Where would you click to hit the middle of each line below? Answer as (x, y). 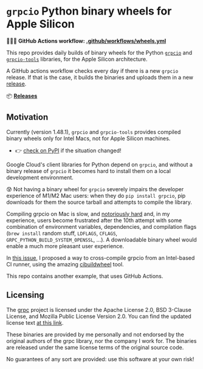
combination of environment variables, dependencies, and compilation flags (101, 226)
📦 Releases (22, 96)
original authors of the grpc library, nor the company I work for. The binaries (101, 340)
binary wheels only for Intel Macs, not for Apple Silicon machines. (88, 138)
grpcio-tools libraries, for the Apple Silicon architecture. (77, 59)
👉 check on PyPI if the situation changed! (68, 151)
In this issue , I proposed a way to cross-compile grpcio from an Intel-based (101, 258)
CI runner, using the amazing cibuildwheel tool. (65, 264)
